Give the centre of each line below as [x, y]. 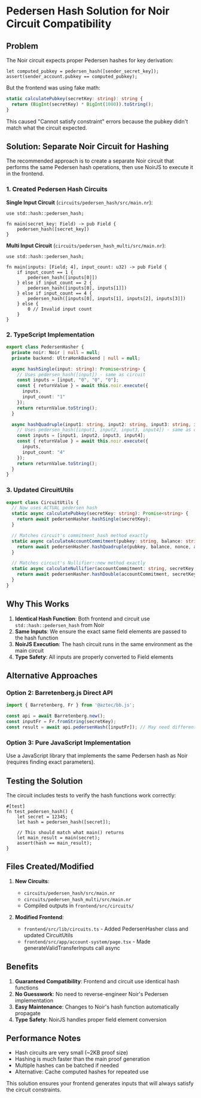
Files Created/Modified [50, 867]
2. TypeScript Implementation [50, 334]
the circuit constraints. [34, 1090]
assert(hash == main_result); [55, 843]
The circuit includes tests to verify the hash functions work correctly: [91, 795]
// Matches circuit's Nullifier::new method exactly [79, 563]
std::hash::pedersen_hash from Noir [60, 625]
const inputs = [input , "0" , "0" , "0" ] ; [68, 380]
